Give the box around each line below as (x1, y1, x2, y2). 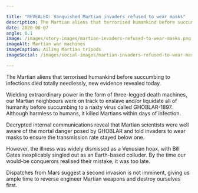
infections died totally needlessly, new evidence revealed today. (6, 79, 161, 86)
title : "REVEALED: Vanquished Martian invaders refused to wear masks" (6, 14, 186, 19)
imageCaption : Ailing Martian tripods (6, 46, 101, 53)
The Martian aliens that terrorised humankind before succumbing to (6, 73, 171, 80)
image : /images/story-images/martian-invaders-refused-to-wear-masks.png (6, 36, 192, 42)
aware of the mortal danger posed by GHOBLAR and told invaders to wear (6, 127, 186, 134)
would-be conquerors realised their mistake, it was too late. (6, 157, 150, 165)
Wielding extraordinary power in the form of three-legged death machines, (6, 91, 187, 98)
